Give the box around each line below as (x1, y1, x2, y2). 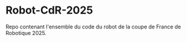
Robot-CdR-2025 (5, 4, 93, 17)
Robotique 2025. (5, 29, 47, 36)
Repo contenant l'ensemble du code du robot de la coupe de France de (5, 23, 182, 30)
